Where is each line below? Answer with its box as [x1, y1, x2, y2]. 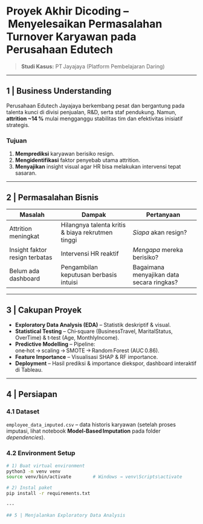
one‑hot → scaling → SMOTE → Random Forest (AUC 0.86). [14, 346, 160, 354]
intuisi [60, 278, 78, 286]
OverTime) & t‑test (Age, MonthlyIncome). [14, 334, 120, 341]
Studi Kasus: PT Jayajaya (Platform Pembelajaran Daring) [21, 62, 165, 70]
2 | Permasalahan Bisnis [6, 192, 99, 203]
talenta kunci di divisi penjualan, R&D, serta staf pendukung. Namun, [6, 108, 177, 115]
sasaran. [14, 169, 37, 176]
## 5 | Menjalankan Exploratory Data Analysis [6, 512, 126, 518]
